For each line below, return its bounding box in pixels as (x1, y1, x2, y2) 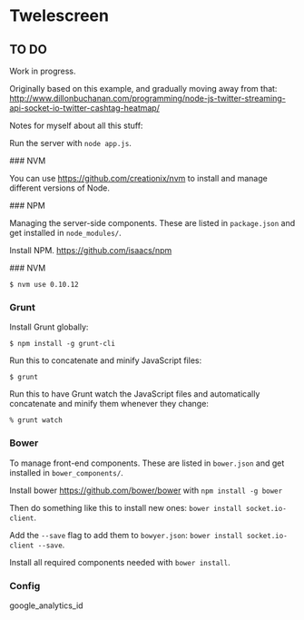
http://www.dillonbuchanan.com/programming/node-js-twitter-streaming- (9, 93, 286, 103)
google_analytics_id (9, 600, 83, 611)
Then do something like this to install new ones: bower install (9, 502, 242, 513)
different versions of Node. (9, 182, 111, 193)
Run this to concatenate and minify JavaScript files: (9, 355, 202, 366)
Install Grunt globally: (9, 321, 89, 332)
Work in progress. (9, 65, 76, 76)
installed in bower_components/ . (9, 467, 124, 477)
